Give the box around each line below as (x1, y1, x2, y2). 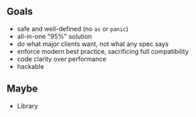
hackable (16, 62, 44, 70)
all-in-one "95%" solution (16, 32, 92, 40)
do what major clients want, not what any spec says (16, 39, 169, 48)
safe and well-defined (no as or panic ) (16, 24, 129, 33)
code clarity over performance (16, 55, 107, 63)
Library (16, 101, 38, 110)
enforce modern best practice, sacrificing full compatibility (16, 47, 189, 55)
